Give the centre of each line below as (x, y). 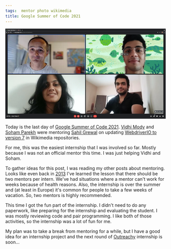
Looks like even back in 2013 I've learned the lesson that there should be (82, 174)
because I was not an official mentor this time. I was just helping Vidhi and (83, 153)
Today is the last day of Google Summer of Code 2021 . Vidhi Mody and (80, 127)
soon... (12, 242)
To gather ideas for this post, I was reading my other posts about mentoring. (85, 168)
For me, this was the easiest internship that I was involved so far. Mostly (81, 147)
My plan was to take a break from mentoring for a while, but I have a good (83, 231)
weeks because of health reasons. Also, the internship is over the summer (83, 184)
